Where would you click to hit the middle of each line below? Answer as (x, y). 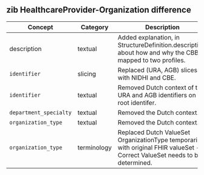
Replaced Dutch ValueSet (154, 132)
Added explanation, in (149, 37)
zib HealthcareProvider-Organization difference (99, 10)
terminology (95, 147)
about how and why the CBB (158, 52)
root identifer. (137, 103)
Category (95, 27)
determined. (135, 162)
